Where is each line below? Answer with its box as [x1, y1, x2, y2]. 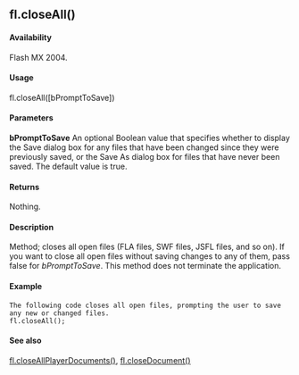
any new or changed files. [9, 308, 110, 318]
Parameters [9, 112, 54, 123]
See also [9, 335, 42, 346]
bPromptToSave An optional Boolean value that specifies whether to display [9, 133, 290, 143]
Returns [9, 181, 40, 192]
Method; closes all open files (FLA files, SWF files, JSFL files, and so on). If [9, 241, 286, 253]
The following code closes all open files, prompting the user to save [9, 301, 281, 310]
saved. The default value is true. [9, 161, 128, 171]
